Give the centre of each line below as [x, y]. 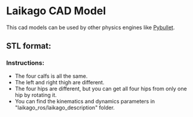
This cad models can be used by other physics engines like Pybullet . [91, 27]
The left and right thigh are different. [59, 82]
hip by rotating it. [36, 95]
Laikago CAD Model [56, 11]
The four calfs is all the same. [51, 76]
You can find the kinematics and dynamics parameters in [85, 101]
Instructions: [25, 63]
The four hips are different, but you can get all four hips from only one [101, 88]
